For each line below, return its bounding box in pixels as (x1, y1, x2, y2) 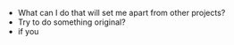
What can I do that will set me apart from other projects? (17, 8, 226, 18)
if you (17, 26, 39, 36)
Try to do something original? (17, 17, 127, 27)
